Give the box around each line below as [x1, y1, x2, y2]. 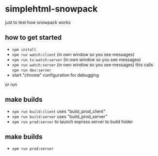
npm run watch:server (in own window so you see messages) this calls [12, 62, 154, 67]
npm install [12, 47, 36, 52]
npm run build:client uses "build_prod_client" [12, 108, 106, 114]
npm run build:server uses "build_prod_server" [12, 113, 108, 119]
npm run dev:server [12, 68, 52, 73]
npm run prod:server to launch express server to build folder [12, 119, 133, 125]
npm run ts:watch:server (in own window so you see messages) [12, 57, 142, 62]
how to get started [5, 33, 62, 42]
